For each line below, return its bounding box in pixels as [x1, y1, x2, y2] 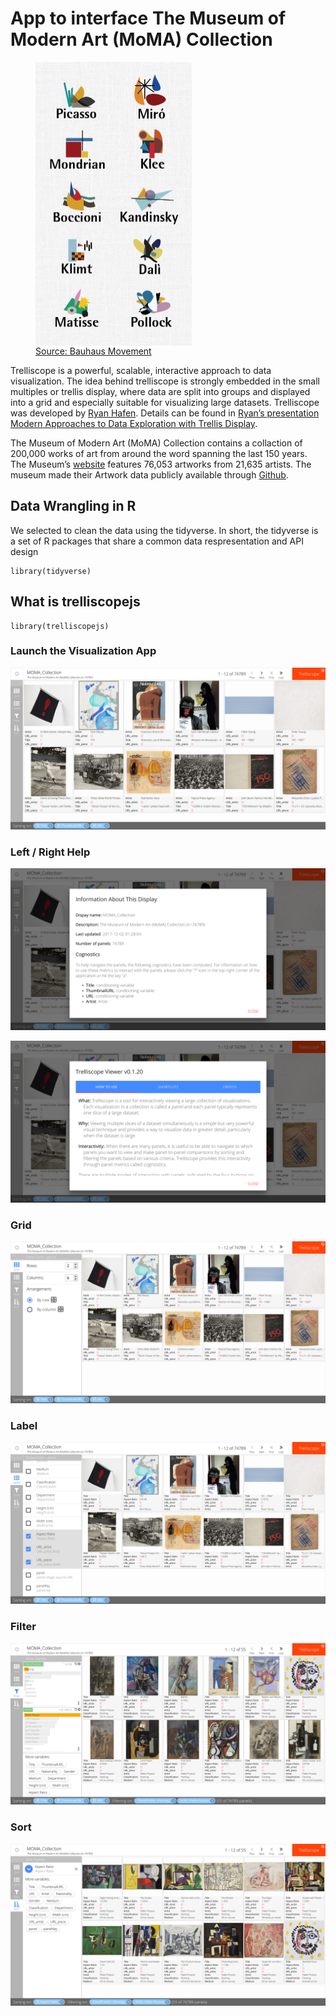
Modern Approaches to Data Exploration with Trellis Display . [10, 417, 258, 429]
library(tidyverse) [10, 566, 92, 576]
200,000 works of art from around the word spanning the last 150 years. [10, 447, 308, 459]
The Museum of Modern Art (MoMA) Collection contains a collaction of [10, 437, 303, 449]
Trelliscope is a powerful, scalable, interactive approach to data [10, 364, 272, 376]
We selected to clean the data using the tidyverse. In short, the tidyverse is [10, 524, 319, 536]
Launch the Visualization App [10, 644, 157, 658]
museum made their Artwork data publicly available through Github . [10, 468, 289, 481]
